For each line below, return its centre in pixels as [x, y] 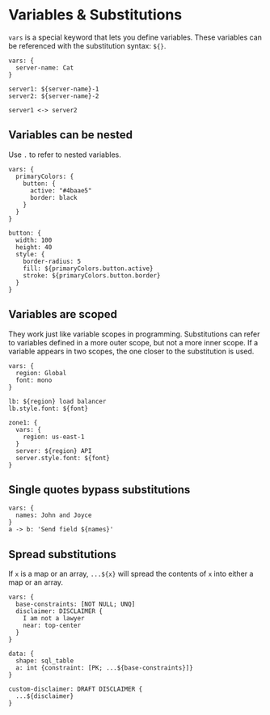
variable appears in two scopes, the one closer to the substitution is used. [131, 351]
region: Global [41, 373]
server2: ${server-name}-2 [54, 96]
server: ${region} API [54, 451]
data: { [21, 654]
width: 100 [34, 240]
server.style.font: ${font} [63, 458]
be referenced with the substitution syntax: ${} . [87, 45]
